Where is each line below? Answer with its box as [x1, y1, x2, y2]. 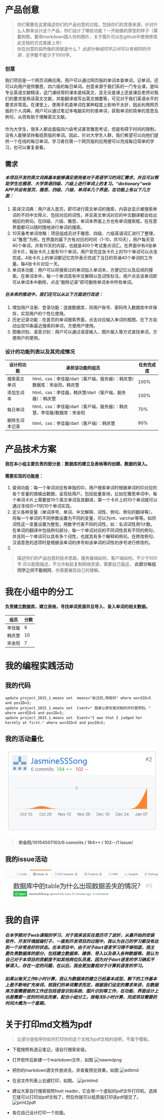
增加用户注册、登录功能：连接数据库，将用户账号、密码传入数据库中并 [12, 304, 153, 310]
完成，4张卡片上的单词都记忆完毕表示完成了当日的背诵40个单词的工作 [12, 255, 153, 261]
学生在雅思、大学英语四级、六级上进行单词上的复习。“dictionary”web [9, 180, 151, 186]
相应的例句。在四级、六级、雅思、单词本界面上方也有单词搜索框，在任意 [12, 218, 157, 224]
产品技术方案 [5, 443, 57, 455]
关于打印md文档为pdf [5, 1019, 92, 1030]
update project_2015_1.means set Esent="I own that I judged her [5, 715, 143, 720]
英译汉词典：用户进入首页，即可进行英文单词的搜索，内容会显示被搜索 [12, 206, 153, 212]
